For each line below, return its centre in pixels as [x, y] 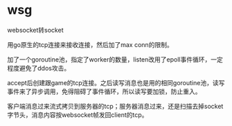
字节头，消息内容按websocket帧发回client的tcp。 [78, 115]
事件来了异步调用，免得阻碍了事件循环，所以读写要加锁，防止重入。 [104, 91]
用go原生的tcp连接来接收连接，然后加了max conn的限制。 [90, 44]
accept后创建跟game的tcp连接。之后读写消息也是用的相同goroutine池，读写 [116, 82]
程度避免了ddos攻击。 [39, 68]
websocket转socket [35, 30]
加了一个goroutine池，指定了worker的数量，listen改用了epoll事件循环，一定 [115, 59]
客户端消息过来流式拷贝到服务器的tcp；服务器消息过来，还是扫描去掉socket [115, 106]
